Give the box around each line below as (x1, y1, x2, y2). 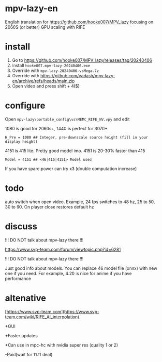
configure (5, 100, 45, 111)
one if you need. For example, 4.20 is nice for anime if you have (5, 270, 132, 276)
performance (5, 276, 31, 281)
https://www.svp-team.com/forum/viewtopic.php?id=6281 (5, 246, 121, 252)
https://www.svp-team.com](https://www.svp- (6, 309, 100, 314)
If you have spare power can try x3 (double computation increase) (5, 166, 137, 172)
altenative (5, 293, 46, 304)
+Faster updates (5, 332, 38, 338)
